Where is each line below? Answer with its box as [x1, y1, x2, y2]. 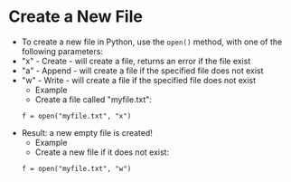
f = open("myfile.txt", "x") [21, 111, 132, 120]
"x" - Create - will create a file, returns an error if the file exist [21, 55, 251, 66]
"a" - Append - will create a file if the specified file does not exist [21, 65, 264, 76]
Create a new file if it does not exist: [34, 147, 169, 158]
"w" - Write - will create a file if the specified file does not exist [21, 74, 257, 85]
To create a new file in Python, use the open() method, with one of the [21, 36, 283, 47]
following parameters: [21, 45, 103, 56]
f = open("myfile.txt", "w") [21, 164, 132, 173]
